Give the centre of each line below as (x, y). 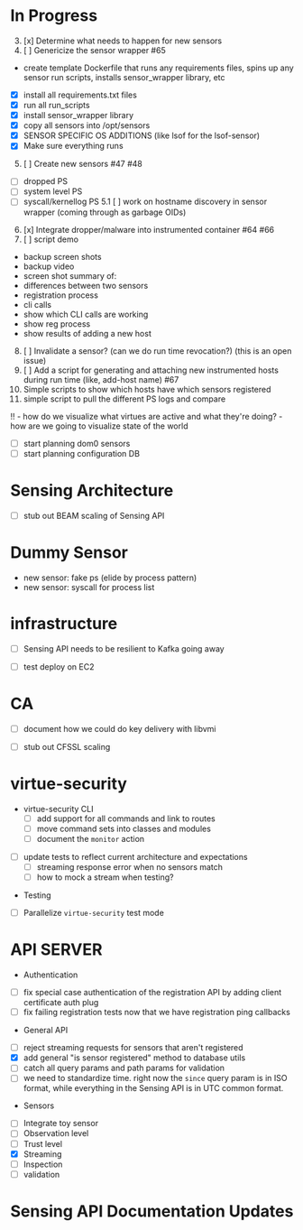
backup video (49, 266)
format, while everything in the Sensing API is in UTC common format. (153, 1088)
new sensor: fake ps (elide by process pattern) (110, 578)
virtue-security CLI (58, 809)
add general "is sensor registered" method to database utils (134, 1058)
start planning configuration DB (82, 453)
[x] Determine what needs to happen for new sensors (123, 41)
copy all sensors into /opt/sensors (87, 125)
